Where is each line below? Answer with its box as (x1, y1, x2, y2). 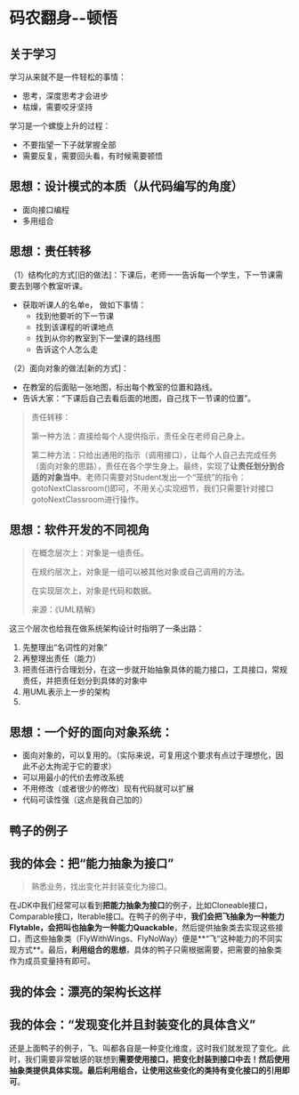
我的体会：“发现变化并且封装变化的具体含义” (9, 1018, 256, 1033)
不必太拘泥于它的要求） (29, 761, 117, 772)
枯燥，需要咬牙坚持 (21, 101, 93, 112)
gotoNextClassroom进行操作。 (30, 494, 144, 504)
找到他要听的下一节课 (35, 310, 114, 321)
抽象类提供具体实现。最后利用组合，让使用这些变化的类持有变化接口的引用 (9, 1065, 282, 1075)
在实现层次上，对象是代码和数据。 (30, 585, 157, 596)
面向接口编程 (21, 204, 69, 214)
